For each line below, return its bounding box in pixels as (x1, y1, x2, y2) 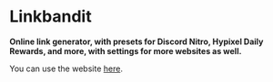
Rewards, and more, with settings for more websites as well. (9, 45, 242, 56)
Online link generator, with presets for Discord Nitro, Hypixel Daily (9, 36, 264, 47)
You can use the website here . (9, 63, 123, 74)
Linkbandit (9, 6, 93, 27)
